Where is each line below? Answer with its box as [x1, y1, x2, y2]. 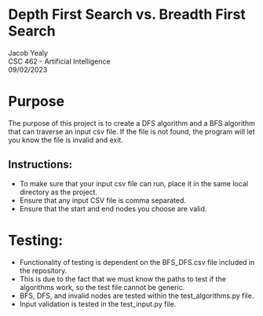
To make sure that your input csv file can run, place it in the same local [19, 178, 249, 188]
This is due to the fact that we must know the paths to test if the [19, 274, 226, 284]
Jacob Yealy [8, 48, 49, 57]
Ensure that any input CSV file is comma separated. [19, 195, 187, 205]
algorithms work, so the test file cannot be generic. [19, 282, 185, 292]
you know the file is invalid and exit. [8, 135, 123, 145]
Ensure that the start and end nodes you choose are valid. [19, 204, 207, 213]
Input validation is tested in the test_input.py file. [19, 299, 177, 308]
